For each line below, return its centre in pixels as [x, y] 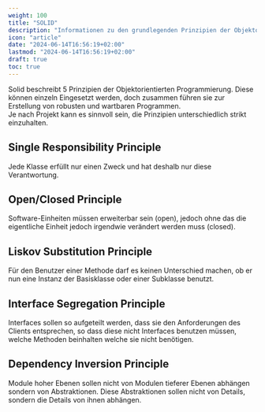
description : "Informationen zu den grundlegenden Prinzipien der [119, 30]
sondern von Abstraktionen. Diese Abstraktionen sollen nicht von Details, [127, 392]
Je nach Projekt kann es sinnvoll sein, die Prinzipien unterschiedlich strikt [127, 114]
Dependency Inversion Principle [89, 364]
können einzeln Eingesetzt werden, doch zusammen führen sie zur [117, 97]
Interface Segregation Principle [87, 304]
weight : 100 [28, 15]
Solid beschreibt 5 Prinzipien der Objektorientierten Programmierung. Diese [131, 89]
